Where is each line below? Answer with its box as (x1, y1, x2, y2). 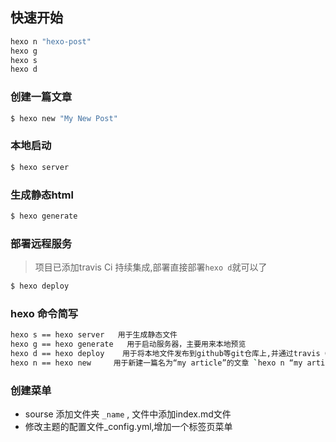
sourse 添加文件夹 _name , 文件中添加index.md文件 (24, 408, 232, 420)
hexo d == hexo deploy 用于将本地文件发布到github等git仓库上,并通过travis (10, 349, 321, 359)
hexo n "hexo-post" (10, 36, 92, 47)
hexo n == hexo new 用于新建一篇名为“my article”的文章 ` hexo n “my (10, 358, 303, 368)
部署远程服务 (10, 236, 73, 250)
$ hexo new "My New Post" (10, 113, 118, 123)
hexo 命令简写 (10, 306, 79, 320)
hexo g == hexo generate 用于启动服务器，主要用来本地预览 (10, 339, 247, 350)
